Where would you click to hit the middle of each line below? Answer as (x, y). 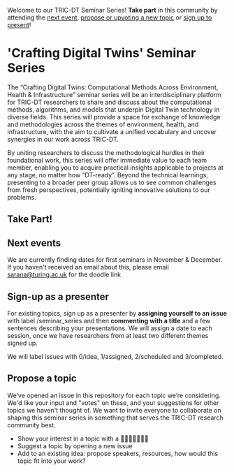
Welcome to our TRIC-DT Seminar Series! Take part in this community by (112, 10)
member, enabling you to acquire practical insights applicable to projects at (115, 168)
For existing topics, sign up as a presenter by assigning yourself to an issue (117, 313)
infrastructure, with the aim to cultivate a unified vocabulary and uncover (112, 131)
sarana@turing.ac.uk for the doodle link (64, 274)
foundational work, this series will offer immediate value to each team (107, 160)
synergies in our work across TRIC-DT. (63, 139)
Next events (34, 243)
